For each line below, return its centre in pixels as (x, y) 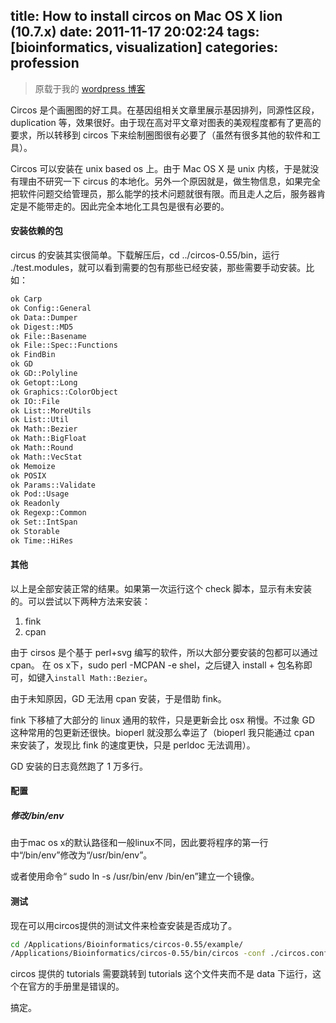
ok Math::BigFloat (48, 439)
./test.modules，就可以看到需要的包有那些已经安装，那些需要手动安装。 (158, 268)
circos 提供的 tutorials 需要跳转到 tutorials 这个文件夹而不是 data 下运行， (161, 974)
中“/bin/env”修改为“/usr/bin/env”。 (81, 855)
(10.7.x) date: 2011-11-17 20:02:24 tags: (135, 32)
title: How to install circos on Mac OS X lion (146, 16)
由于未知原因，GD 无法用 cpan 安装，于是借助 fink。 (118, 698)
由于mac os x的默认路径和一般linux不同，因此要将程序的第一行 (139, 843)
